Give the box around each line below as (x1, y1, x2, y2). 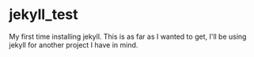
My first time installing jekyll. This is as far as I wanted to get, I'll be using (9, 32, 247, 41)
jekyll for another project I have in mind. (9, 40, 138, 49)
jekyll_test (9, 6, 78, 24)
